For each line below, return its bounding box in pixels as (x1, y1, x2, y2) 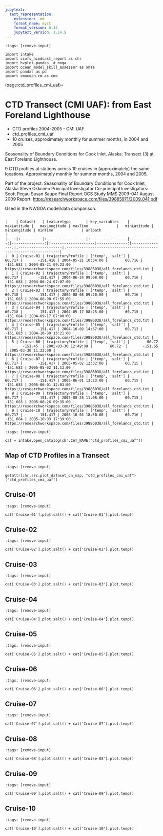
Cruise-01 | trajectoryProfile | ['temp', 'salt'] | (20, 253, 130, 258)
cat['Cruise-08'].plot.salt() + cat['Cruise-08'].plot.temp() (5, 756, 134, 761)
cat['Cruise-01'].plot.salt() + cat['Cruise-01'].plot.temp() (5, 512, 134, 517)
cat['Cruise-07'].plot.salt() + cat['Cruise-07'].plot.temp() (5, 721, 134, 726)
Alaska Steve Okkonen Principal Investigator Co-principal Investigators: (5, 185, 149, 191)
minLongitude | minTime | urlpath (5, 228, 102, 233)
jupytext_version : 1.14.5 (14, 30, 67, 35)
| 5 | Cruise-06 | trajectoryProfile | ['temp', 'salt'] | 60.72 (5, 339, 159, 344)
